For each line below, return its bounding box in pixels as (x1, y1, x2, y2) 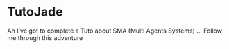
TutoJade (7, 4, 64, 20)
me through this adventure (7, 33, 83, 42)
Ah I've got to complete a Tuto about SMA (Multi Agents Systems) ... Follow (7, 27, 222, 35)
